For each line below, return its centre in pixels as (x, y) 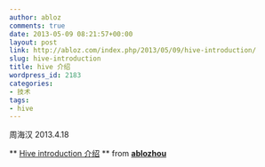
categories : (31, 83)
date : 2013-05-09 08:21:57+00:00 (71, 34)
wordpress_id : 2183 (45, 76)
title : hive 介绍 (40, 68)
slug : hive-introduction (55, 59)
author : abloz (36, 17)
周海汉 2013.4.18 (39, 135)
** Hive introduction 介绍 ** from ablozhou (88, 154)
